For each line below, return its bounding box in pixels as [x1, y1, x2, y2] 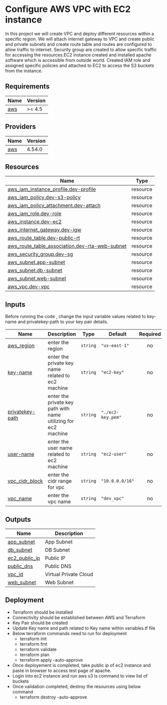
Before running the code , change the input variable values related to [5, 314, 146, 320]
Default [108, 331, 127, 338]
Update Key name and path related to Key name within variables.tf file [12, 625, 156, 631]
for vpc [48, 484, 65, 491]
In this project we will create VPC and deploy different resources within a [5, 30, 154, 36]
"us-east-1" [101, 343, 129, 349]
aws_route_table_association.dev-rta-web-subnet [7, 243, 127, 250]
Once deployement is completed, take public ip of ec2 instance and [12, 662, 151, 668]
